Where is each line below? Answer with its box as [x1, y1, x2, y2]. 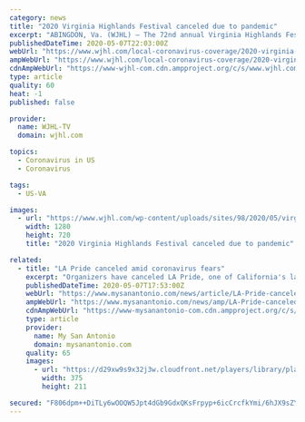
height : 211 [42, 382, 88, 391]
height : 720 [25, 231, 71, 240]
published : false [9, 97, 75, 107]
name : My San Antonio [33, 331, 116, 340]
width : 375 [42, 374, 84, 383]
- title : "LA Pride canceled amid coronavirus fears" [17, 264, 225, 273]
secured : [9, 398, 43, 407]
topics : [9, 147, 39, 157]
